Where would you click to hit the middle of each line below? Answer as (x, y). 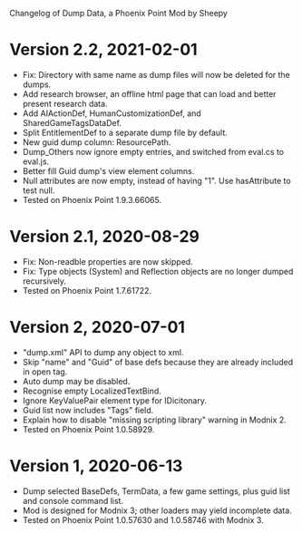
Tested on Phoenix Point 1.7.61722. (87, 290)
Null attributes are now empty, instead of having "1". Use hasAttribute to (157, 180)
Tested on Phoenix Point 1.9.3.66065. (92, 199)
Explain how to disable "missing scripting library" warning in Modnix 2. (155, 420)
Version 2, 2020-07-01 (97, 328)
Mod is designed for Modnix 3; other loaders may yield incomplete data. (157, 510)
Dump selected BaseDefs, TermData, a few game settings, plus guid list (156, 491)
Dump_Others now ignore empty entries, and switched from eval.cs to (153, 151)
